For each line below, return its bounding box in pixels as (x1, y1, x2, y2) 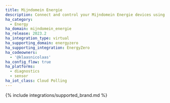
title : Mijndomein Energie (5, 7, 63, 13)
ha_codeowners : (5, 50, 38, 55)
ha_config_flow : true (5, 59, 51, 64)
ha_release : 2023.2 (5, 31, 47, 36)
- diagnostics (10, 69, 40, 74)
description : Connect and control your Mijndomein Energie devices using (5, 12, 165, 17)
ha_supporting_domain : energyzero (5, 41, 79, 46)
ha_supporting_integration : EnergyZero (5, 45, 90, 50)
